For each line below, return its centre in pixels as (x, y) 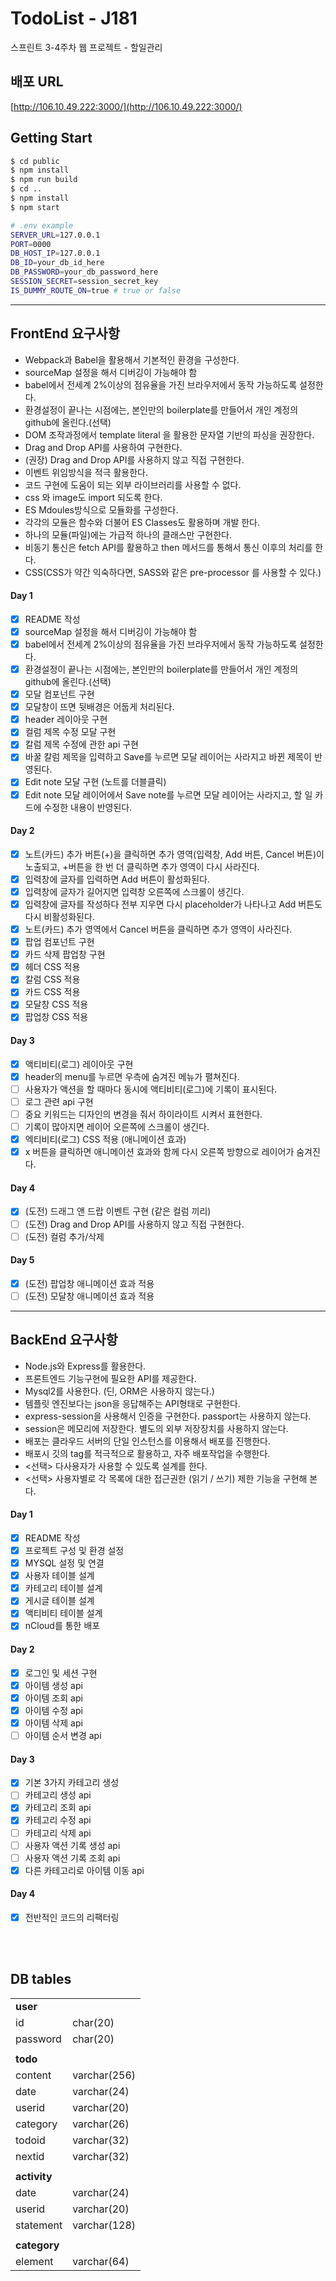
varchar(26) (101, 2124)
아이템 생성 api (53, 1685)
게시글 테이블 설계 (59, 1601)
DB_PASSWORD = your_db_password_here (84, 272)
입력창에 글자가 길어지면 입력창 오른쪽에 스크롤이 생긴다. (134, 891)
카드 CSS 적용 (52, 992)
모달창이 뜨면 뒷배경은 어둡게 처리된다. (99, 707)
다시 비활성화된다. (59, 917)
